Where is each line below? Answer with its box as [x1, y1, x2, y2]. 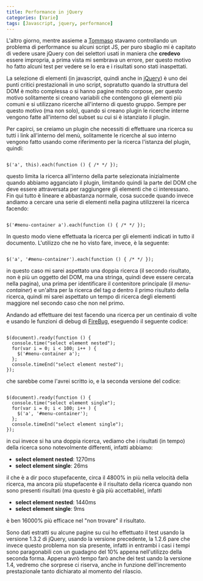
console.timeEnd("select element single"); [12, 421, 124, 427]
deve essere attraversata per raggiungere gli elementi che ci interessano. [6, 185, 190, 193]
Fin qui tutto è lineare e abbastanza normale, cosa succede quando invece [6, 192, 194, 199]
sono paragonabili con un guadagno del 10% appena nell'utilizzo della [6, 548, 182, 555]
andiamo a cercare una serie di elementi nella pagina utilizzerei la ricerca [6, 199, 190, 206]
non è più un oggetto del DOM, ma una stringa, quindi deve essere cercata [6, 274, 194, 281]
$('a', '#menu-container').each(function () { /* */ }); [6, 257, 154, 263]
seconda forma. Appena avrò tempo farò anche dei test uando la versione [6, 555, 192, 562]
